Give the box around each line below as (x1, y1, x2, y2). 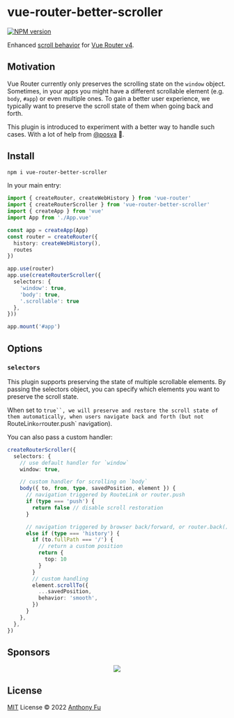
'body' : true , (19, 291, 61, 298)
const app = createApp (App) (7, 227, 89, 234)
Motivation (7, 61, 56, 73)
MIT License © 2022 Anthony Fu (7, 703, 101, 712)
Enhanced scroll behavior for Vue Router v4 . (7, 40, 134, 49)
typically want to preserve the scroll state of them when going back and (7, 102, 214, 110)
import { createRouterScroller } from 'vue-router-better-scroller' (7, 201, 210, 208)
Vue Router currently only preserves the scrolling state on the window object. (7, 79, 226, 88)
